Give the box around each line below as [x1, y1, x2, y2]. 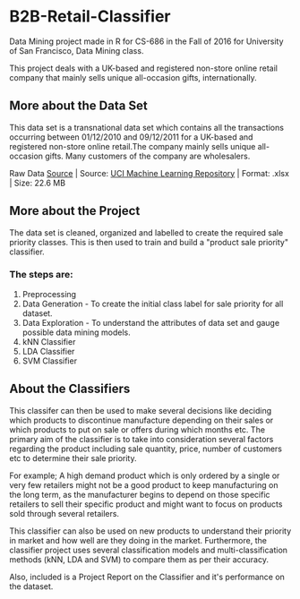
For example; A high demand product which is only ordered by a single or [9, 470, 280, 481]
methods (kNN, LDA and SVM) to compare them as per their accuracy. [9, 553, 269, 565]
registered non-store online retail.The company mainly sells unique [9, 141, 256, 151]
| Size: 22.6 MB [9, 177, 65, 188]
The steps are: [9, 269, 73, 281]
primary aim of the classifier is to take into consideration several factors [9, 433, 274, 444]
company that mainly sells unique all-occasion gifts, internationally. [9, 72, 257, 82]
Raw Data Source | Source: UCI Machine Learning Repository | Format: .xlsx [9, 167, 289, 178]
